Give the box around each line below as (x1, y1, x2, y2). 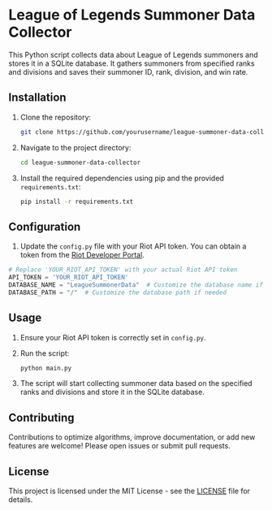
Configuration (8, 219, 81, 233)
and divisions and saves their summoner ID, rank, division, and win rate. (8, 67, 248, 76)
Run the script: (19, 348, 70, 358)
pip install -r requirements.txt (19, 197, 134, 206)
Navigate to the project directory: (19, 142, 132, 152)
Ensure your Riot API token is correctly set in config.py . (19, 332, 206, 342)
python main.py (19, 364, 72, 372)
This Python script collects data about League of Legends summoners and (8, 50, 258, 59)
